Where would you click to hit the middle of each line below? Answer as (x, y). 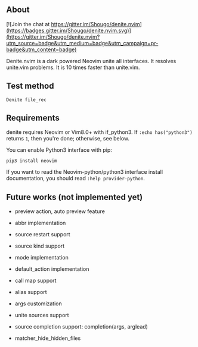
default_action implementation (52, 269)
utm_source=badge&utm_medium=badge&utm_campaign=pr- (82, 43)
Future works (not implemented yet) (75, 197)
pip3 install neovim (32, 161)
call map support (35, 281)
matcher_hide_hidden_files (48, 338)
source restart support (42, 235)
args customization (38, 304)
